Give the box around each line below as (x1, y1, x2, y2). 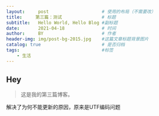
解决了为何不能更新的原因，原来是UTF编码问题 (6, 104, 120, 111)
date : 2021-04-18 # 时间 (6, 25, 116, 31)
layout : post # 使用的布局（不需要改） (6, 8, 156, 15)
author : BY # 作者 (6, 31, 116, 37)
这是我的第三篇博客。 (20, 91, 73, 98)
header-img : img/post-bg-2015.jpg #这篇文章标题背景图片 (6, 36, 149, 42)
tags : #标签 (6, 47, 114, 53)
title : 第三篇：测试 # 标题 (6, 14, 116, 20)
